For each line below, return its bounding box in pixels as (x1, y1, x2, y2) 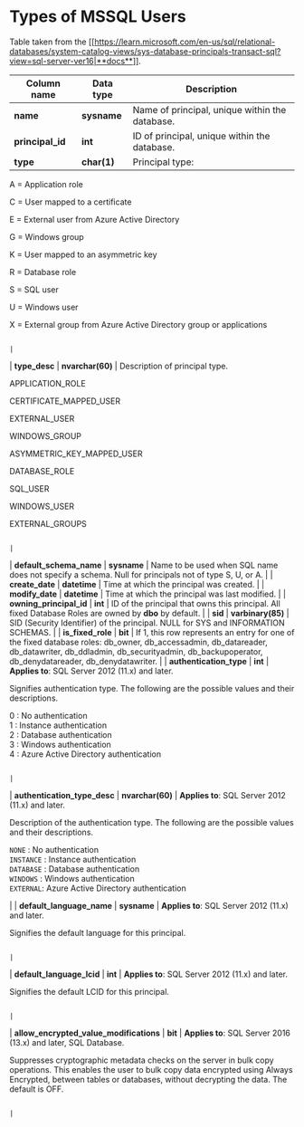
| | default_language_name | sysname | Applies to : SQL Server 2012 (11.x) (9, 900, 290, 911)
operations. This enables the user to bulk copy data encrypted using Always (9, 1064, 293, 1074)
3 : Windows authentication (9, 739, 111, 750)
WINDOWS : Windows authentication (9, 873, 136, 883)
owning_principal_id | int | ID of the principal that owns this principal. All (9, 597, 280, 608)
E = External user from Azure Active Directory (9, 214, 180, 224)
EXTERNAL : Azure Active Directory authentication (9, 883, 187, 893)
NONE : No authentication (9, 844, 100, 855)
